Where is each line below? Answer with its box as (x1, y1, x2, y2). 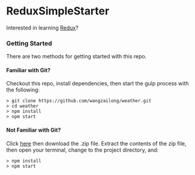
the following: (6, 86, 40, 94)
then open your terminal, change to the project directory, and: (6, 146, 159, 153)
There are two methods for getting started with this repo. (6, 53, 147, 60)
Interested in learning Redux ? (6, 24, 79, 31)
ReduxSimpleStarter (6, 4, 110, 18)
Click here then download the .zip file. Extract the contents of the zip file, (6, 140, 187, 147)
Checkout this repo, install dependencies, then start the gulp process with (6, 80, 189, 87)
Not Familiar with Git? (6, 126, 61, 134)
